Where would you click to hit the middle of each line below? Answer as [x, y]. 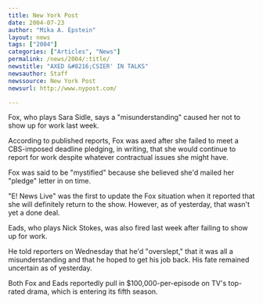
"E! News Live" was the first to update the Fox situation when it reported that [131, 196]
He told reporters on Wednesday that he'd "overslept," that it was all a [121, 252]
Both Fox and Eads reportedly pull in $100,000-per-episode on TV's [117, 284]
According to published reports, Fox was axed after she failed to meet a [123, 141]
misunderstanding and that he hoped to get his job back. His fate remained [129, 260]
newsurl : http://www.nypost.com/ [63, 88]
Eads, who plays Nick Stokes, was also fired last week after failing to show [128, 228]
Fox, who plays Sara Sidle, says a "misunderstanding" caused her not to [124, 118]
